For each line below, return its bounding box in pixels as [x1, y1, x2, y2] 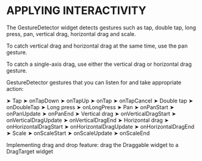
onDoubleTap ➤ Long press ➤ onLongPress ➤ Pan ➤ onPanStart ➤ [6, 103, 175, 110]
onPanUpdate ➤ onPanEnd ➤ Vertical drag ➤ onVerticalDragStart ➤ [6, 110, 176, 117]
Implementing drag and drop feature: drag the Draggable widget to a [6, 141, 179, 148]
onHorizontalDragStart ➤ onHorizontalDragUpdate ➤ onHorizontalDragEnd [6, 123, 195, 130]
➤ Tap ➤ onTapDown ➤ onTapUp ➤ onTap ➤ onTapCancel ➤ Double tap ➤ [6, 97, 193, 104]
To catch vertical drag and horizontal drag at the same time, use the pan [6, 42, 188, 49]
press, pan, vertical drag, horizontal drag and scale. [6, 30, 136, 37]
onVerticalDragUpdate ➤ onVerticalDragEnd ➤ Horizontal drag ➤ [6, 116, 169, 124]
